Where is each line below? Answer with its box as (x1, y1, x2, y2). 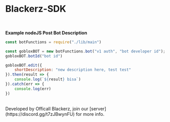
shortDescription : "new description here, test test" (14, 67, 131, 73)
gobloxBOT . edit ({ (5, 63, 42, 68)
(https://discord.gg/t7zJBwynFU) (5, 111, 75, 117)
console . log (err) (14, 86, 52, 91)
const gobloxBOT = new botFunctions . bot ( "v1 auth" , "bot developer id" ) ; (5, 49, 166, 54)
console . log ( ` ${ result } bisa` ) (14, 77, 81, 82)
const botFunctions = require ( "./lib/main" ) (5, 39, 102, 45)
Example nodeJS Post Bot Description (5, 29, 88, 36)
